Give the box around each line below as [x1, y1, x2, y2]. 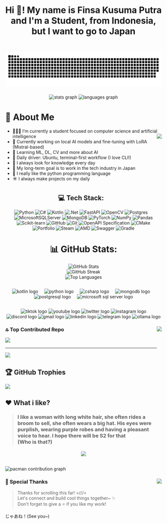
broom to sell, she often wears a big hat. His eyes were [17, 420, 152, 427]
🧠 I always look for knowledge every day [12, 159, 95, 166]
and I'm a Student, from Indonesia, [10, 15, 157, 26]
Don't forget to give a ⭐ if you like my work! [17, 501, 106, 507]
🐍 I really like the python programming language [12, 170, 111, 176]
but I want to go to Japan [31, 26, 136, 37]
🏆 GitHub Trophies [5, 368, 66, 377]
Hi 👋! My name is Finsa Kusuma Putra [5, 4, 162, 16]
